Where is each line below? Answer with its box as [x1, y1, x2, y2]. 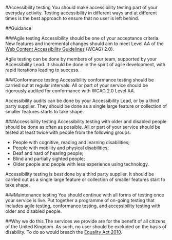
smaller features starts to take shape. [5, 109, 84, 114]
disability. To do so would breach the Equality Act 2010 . [5, 229, 122, 235]
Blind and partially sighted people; [12, 156, 85, 162]
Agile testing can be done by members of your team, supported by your [5, 56, 157, 62]
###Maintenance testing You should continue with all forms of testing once [5, 192, 164, 198]
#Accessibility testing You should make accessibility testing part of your [5, 5, 158, 10]
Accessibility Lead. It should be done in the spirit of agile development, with [5, 62, 166, 67]
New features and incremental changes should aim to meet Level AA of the [5, 41, 164, 47]
